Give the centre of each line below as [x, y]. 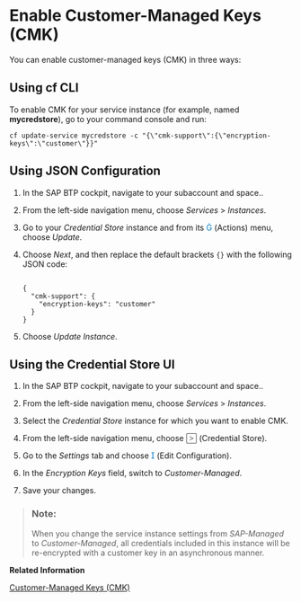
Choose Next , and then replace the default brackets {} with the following [157, 254]
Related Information [47, 570]
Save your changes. [59, 491]
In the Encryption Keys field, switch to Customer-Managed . [132, 474]
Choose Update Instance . [70, 336]
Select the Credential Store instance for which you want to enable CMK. [155, 421]
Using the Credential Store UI [92, 364]
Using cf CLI [44, 88]
